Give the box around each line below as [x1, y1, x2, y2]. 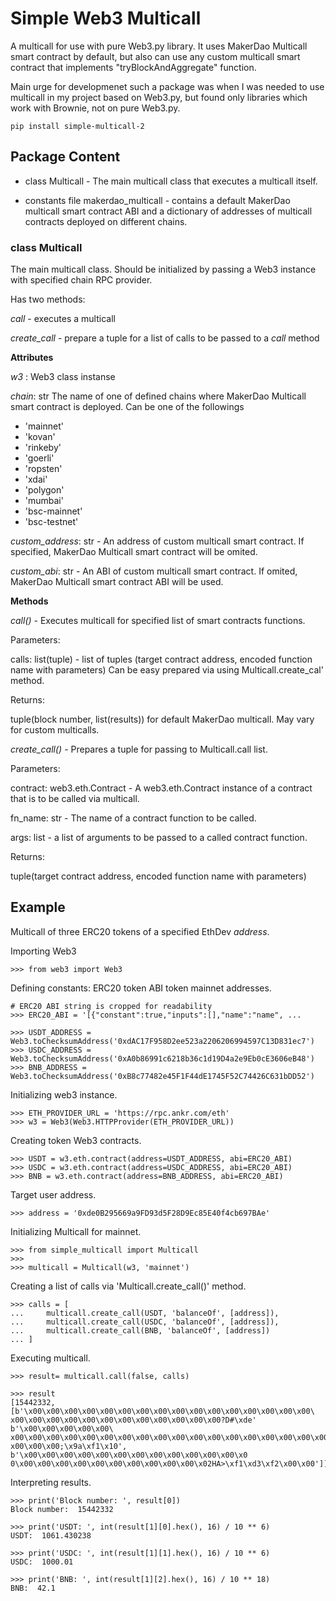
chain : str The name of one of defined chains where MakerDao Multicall [10, 390, 307, 402]
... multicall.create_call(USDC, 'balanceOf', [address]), [10, 1317, 280, 1327]
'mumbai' [24, 495, 64, 507]
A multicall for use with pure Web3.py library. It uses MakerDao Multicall [10, 40, 308, 52]
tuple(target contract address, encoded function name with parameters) [10, 870, 307, 882]
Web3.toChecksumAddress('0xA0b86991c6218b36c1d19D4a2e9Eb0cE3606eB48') [10, 1053, 315, 1064]
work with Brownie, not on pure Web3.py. [10, 102, 181, 114]
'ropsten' [24, 463, 63, 475]
